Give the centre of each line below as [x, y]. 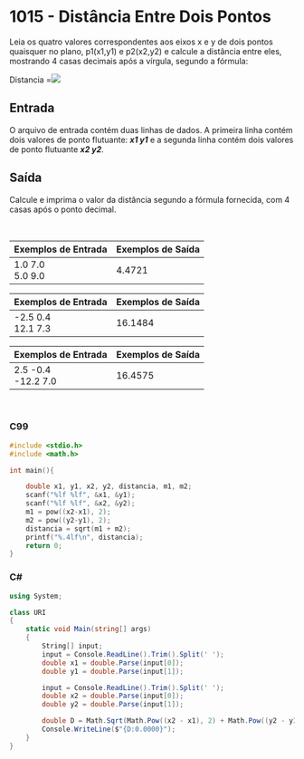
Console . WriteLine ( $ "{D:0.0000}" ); [109, 730]
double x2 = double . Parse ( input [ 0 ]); [113, 696]
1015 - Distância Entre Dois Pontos [140, 17]
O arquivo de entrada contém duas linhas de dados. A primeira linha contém [151, 130]
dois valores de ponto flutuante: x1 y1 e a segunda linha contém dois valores [152, 139]
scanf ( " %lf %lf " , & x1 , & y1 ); [81, 495]
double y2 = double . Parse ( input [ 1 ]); [113, 705]
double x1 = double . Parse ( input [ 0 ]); [113, 663]
